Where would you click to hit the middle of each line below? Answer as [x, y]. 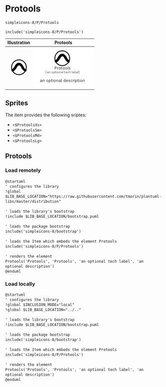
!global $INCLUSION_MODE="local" [40, 305]
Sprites [17, 103]
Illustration [19, 42]
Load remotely [23, 170]
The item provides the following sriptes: [46, 115]
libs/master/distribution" [33, 201]
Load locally [20, 284]
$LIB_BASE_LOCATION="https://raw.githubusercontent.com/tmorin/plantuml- [83, 196]
